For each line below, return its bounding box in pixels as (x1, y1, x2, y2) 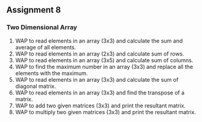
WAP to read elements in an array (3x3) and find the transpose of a (15, 88, 185, 96)
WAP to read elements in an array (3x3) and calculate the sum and (15, 37, 183, 45)
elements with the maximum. (15, 70, 88, 77)
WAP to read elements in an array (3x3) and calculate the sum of (15, 76, 179, 83)
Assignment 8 (6, 5, 61, 15)
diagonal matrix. (15, 82, 56, 90)
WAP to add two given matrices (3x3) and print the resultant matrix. (15, 102, 186, 109)
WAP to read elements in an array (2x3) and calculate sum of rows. (15, 50, 185, 57)
